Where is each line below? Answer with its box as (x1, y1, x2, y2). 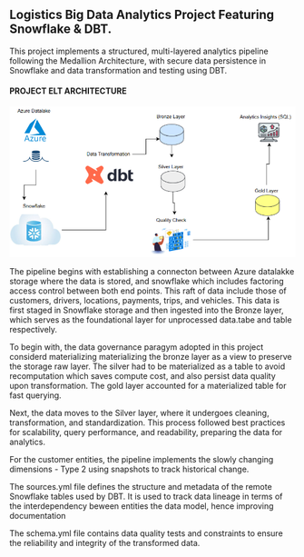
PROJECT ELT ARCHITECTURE (9, 85, 127, 96)
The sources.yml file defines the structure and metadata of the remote (9, 481, 272, 492)
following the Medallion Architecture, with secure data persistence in (9, 55, 267, 66)
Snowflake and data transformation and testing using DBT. (9, 65, 228, 75)
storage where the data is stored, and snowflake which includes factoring (9, 275, 284, 286)
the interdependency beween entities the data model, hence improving (9, 500, 274, 512)
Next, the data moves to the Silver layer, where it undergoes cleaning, (9, 407, 270, 418)
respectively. (9, 323, 57, 334)
